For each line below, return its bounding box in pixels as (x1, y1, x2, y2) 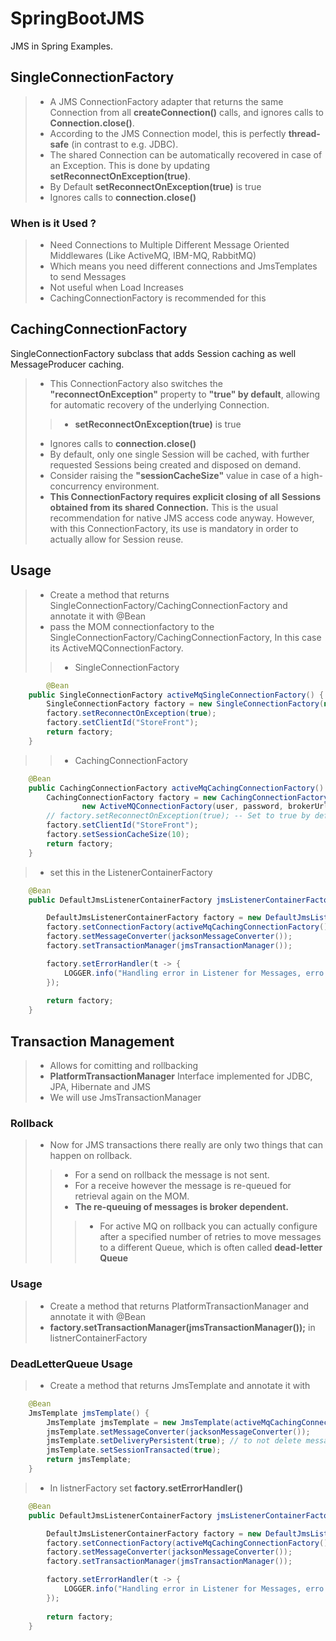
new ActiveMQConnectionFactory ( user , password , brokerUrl (81, 802, 329, 812)
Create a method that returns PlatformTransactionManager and (49, 1300, 310, 1312)
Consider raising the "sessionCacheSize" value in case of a (49, 469, 299, 481)
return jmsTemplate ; (46, 1455, 132, 1465)
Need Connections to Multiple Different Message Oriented (49, 239, 290, 251)
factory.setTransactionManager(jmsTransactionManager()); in (49, 1321, 316, 1333)
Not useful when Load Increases (49, 282, 184, 294)
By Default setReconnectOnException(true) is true (49, 180, 262, 192)
